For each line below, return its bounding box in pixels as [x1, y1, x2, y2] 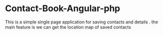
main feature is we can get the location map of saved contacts [5, 24, 131, 30]
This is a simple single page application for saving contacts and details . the [5, 19, 158, 25]
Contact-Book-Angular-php [5, 3, 120, 14]
